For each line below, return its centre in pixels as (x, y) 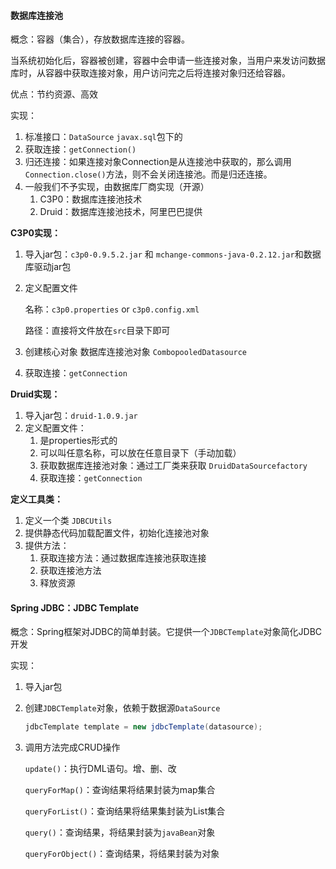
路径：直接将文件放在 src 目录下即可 (97, 331)
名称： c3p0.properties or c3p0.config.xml (112, 309)
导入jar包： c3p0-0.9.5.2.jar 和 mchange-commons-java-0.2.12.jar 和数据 (173, 254)
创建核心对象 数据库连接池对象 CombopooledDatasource (136, 352)
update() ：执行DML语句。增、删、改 (100, 769)
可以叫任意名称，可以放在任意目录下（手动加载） (140, 453)
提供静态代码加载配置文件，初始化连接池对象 (117, 533)
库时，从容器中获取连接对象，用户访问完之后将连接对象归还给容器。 (150, 73)
